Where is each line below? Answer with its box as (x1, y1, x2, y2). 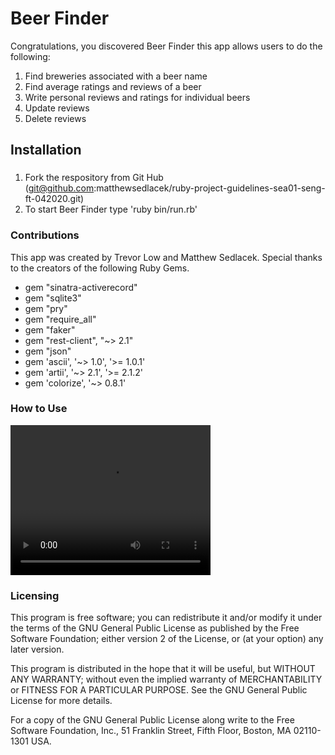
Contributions (10, 228, 80, 242)
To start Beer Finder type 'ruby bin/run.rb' (24, 203, 198, 216)
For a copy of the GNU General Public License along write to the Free (10, 714, 295, 726)
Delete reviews (24, 112, 87, 124)
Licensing (10, 588, 60, 602)
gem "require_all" (24, 313, 97, 325)
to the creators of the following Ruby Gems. (10, 262, 190, 274)
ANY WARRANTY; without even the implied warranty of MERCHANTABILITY (10, 673, 323, 686)
